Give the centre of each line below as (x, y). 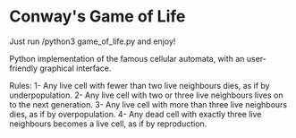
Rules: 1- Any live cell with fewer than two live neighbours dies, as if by (140, 85)
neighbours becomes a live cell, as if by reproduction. (108, 124)
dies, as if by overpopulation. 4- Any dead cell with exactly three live (135, 114)
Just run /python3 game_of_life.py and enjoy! (93, 41)
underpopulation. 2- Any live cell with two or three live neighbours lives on (146, 95)
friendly (24, 68)
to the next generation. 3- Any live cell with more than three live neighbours (148, 104)
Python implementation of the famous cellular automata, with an (127, 58)
